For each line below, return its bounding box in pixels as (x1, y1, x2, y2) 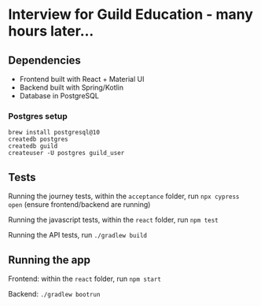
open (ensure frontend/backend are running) (8, 200, 151, 209)
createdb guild (8, 142, 58, 150)
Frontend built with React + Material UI (19, 75, 145, 83)
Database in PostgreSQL (19, 91, 100, 100)
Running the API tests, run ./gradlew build (8, 230, 148, 240)
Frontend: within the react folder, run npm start (8, 274, 161, 283)
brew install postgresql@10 (8, 128, 101, 137)
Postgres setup (8, 110, 68, 121)
